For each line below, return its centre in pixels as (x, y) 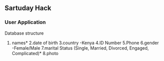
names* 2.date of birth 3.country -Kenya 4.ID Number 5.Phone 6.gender (85, 43)
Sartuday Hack (28, 8)
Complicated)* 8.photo (35, 53)
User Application (25, 22)
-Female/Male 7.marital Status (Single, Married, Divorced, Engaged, (80, 48)
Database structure (24, 33)
